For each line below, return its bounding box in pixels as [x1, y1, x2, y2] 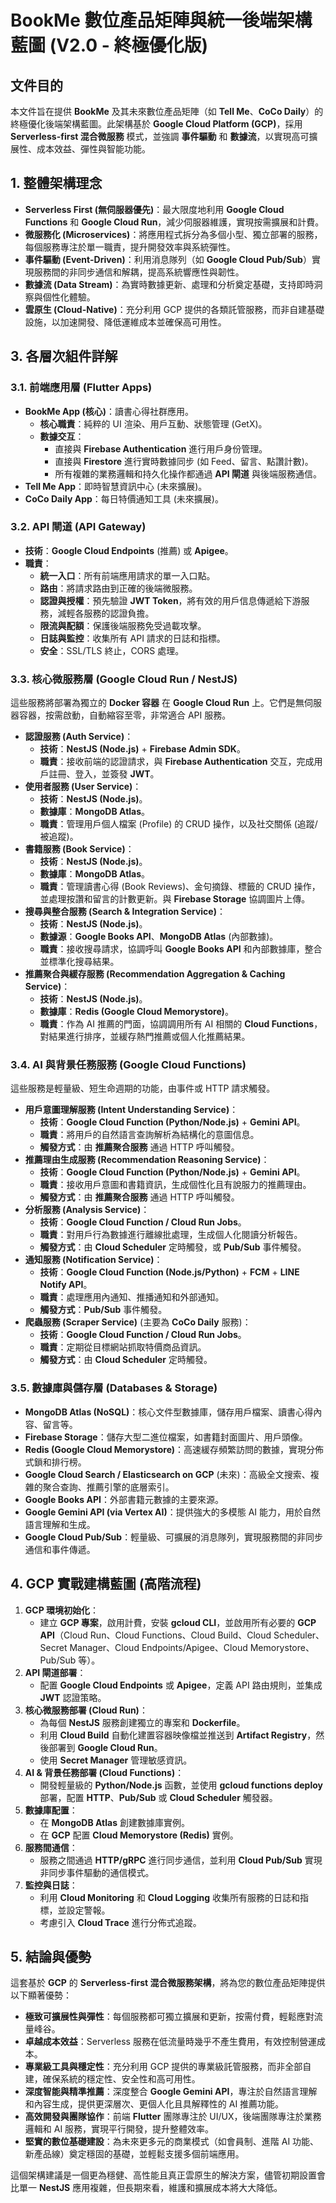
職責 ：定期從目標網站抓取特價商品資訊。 [39, 1341, 207, 1353]
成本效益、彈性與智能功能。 [36, 143, 151, 155]
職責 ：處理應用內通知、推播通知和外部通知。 [39, 1291, 225, 1303]
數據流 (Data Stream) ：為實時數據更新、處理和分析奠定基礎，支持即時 [24, 278, 315, 290]
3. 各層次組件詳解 [10, 348, 118, 365]
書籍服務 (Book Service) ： [24, 843, 135, 855]
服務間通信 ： [24, 1841, 78, 1853]
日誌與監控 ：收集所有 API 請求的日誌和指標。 [39, 632, 226, 644]
